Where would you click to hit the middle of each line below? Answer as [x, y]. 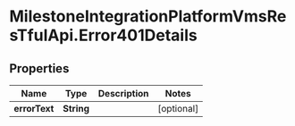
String [76, 109]
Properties [39, 68]
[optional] [178, 109]
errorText [34, 109]
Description [123, 93]
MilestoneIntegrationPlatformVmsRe [148, 17]
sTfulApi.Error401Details [104, 35]
